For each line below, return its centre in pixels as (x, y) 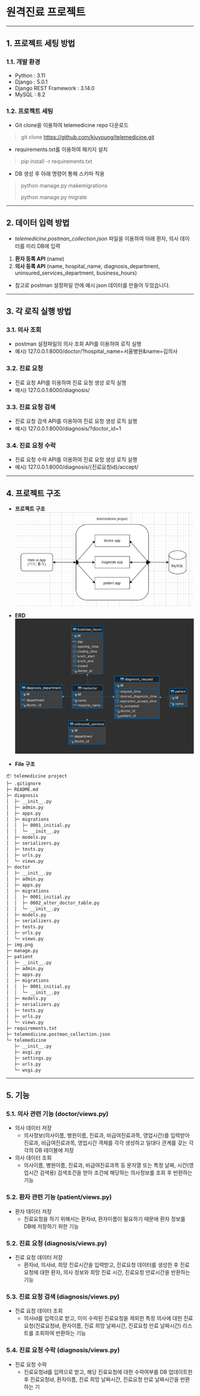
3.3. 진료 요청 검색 (31, 407)
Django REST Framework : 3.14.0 (55, 88)
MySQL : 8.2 (30, 94)
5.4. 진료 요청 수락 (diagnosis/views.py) (63, 1350)
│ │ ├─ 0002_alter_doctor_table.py (53, 903)
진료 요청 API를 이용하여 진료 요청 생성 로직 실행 (71, 382)
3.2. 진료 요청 (25, 368)
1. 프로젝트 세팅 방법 (41, 43)
